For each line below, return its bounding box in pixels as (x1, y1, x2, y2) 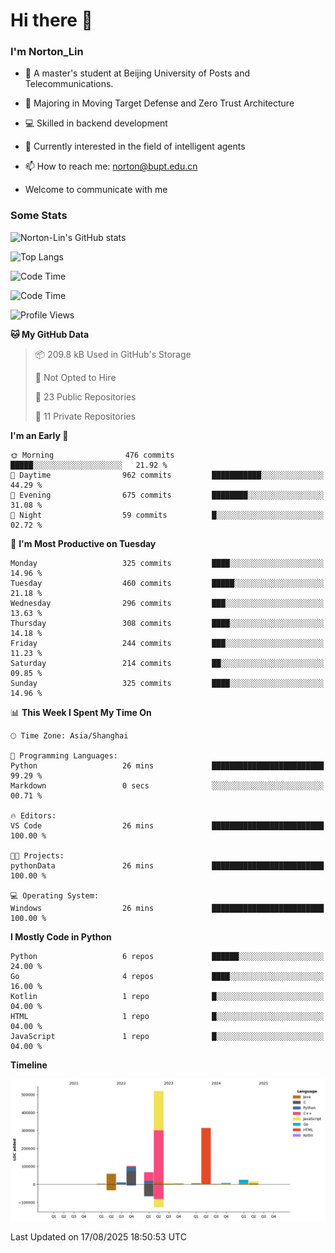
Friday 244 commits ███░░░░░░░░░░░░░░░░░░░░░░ (10, 638, 325, 648)
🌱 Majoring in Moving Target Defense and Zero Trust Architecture (24, 97, 295, 109)
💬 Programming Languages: (10, 750, 118, 761)
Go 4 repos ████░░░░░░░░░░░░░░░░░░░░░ (10, 971, 325, 981)
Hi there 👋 (10, 9, 93, 32)
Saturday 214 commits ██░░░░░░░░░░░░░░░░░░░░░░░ (10, 658, 325, 668)
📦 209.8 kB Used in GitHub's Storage (34, 348, 192, 360)
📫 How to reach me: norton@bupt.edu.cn (24, 160, 198, 173)
